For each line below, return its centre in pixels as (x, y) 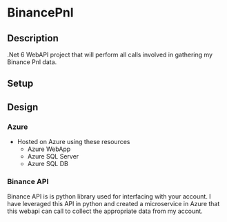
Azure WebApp (49, 149)
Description (33, 38)
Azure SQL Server (53, 157)
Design (23, 107)
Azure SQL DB (48, 164)
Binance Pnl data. (32, 62)
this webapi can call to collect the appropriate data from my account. (105, 211)
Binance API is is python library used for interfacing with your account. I (109, 196)
